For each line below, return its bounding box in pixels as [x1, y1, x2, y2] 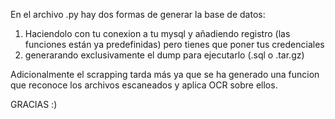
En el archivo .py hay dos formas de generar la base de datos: [10, 9, 266, 20]
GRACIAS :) [10, 99, 58, 110]
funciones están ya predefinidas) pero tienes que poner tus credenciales [24, 39, 325, 50]
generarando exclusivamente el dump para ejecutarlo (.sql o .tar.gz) [24, 49, 305, 61]
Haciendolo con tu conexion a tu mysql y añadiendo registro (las [24, 28, 291, 39]
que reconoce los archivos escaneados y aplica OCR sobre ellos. [10, 79, 278, 91]
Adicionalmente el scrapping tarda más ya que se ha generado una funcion [10, 69, 320, 80]
